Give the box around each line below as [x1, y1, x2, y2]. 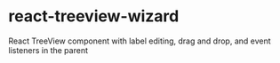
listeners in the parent [8, 44, 88, 55]
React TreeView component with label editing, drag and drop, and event [8, 35, 272, 46]
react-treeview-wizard [8, 6, 180, 27]
